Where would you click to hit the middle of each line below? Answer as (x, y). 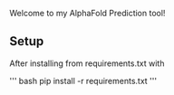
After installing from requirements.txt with (87, 63)
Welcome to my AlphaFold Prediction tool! (87, 13)
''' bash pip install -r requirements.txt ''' (83, 81)
